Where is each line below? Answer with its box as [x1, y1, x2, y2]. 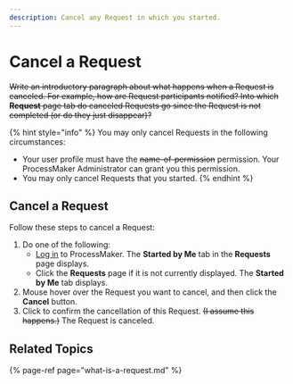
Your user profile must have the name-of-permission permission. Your [21, 154, 280, 164]
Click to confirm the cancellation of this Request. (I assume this [21, 305, 255, 317]
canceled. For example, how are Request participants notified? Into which [9, 90, 279, 101]
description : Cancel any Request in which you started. [9, 13, 221, 22]
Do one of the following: [21, 239, 111, 250]
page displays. [35, 258, 90, 269]
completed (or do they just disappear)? [9, 109, 152, 121]
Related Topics [9, 341, 94, 356]
